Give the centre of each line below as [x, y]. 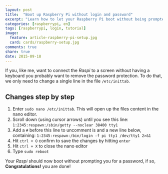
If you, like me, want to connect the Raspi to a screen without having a [77, 70]
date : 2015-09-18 [23, 56]
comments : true [21, 47]
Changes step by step [40, 97]
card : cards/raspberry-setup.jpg [44, 42]
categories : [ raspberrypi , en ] [38, 24]
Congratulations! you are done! [38, 166]
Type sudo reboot [30, 151]
